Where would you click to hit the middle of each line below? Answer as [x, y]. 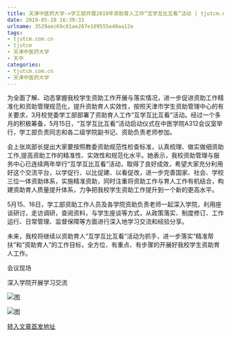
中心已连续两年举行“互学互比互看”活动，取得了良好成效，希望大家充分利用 [118, 164]
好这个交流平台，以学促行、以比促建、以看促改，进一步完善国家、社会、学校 [115, 173]
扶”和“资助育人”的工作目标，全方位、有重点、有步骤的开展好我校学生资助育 [113, 245]
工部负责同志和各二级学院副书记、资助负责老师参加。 [100, 132]
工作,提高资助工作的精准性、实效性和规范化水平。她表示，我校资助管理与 [111, 155]
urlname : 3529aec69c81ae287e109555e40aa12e [70, 26]
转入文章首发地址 [31, 327]
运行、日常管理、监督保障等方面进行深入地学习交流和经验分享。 [97, 221]
